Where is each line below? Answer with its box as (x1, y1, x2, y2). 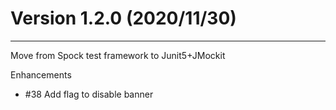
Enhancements (10, 68, 72, 81)
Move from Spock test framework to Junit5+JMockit (10, 49, 226, 61)
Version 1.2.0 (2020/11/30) (10, 7, 237, 30)
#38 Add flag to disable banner (24, 88, 154, 100)
